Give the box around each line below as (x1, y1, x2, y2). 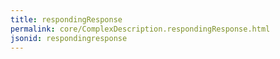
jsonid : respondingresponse (10, 33, 128, 43)
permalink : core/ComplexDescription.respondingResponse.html (10, 24, 271, 34)
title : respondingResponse (10, 14, 123, 25)
